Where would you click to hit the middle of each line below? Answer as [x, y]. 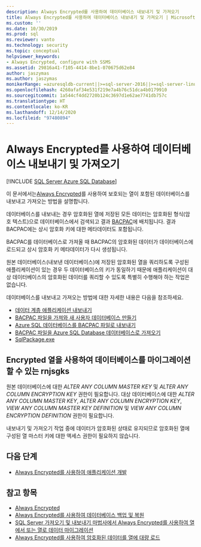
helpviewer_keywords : [33, 56]
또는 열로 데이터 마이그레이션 [60, 530]
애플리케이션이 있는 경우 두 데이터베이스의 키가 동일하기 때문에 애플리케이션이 [97, 270]
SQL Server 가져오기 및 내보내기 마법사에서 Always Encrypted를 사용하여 [101, 522]
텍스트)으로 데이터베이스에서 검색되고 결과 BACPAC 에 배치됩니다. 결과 [94, 222]
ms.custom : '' [24, 23]
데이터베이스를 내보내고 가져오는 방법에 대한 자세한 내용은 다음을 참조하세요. [95, 297]
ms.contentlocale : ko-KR [37, 107]
